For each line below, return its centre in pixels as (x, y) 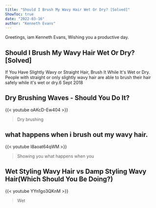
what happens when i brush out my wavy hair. (77, 135)
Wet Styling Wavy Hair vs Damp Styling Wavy (76, 171)
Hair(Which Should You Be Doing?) (59, 179)
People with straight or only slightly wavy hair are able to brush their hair (78, 78)
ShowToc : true (20, 14)
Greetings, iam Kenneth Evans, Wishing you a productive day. (67, 37)
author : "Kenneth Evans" (30, 23)
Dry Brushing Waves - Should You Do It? (67, 98)
